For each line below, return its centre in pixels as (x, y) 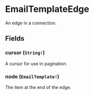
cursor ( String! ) (25, 53)
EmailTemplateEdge (47, 9)
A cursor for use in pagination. (36, 64)
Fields (15, 39)
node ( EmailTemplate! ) (32, 77)
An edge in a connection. (31, 23)
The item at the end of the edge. (38, 87)
